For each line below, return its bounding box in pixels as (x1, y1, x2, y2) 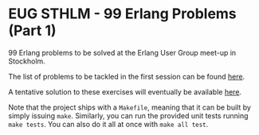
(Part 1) (8, 21, 57, 40)
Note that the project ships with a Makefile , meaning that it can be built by (8, 102, 251, 112)
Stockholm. (8, 56, 45, 66)
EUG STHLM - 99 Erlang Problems (8, 5, 237, 23)
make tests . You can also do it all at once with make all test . (8, 119, 209, 129)
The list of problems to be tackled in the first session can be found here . (8, 71, 245, 81)
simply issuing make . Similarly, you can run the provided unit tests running (8, 110, 249, 120)
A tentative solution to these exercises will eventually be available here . (8, 87, 241, 96)
